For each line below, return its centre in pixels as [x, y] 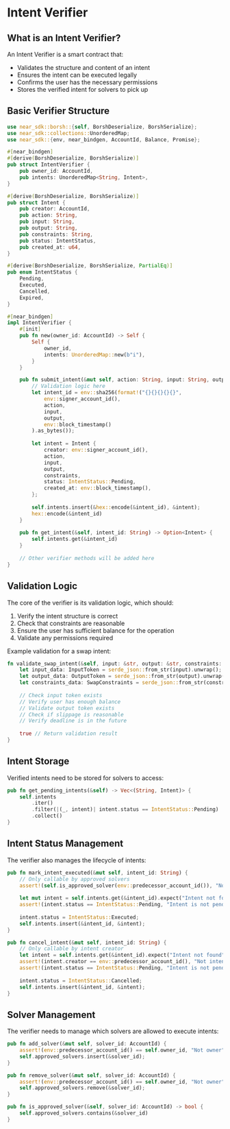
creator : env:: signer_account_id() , [96, 450]
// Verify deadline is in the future [73, 721]
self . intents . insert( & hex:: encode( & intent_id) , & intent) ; [116, 507]
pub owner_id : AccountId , [56, 171]
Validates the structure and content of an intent [84, 68]
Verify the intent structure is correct [67, 616]
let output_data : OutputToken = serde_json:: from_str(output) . [112, 677]
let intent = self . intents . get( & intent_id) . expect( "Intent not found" [122, 955]
